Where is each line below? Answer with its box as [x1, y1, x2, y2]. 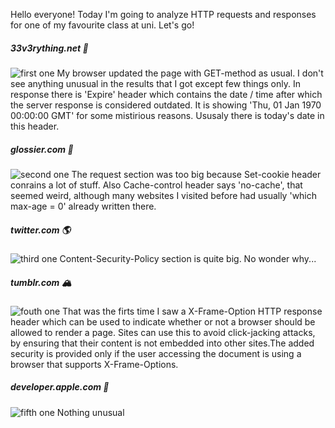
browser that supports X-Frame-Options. [10, 358, 179, 370]
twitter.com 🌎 [10, 224, 71, 236]
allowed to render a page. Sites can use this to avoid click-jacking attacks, [10, 326, 316, 338]
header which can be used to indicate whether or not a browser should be [10, 315, 316, 328]
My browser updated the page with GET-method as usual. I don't [56, 67, 324, 79]
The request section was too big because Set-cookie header [71, 168, 322, 180]
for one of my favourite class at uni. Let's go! [10, 19, 195, 31]
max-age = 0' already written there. [10, 200, 157, 212]
